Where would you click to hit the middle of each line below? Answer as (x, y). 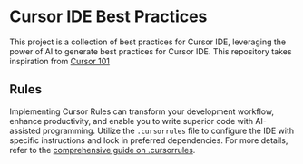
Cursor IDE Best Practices (108, 17)
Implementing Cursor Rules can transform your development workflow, (142, 111)
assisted (25, 130)
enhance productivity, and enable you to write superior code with (132, 121)
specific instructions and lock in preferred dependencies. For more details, (149, 140)
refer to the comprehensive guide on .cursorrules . (103, 150)
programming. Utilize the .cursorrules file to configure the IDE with (168, 130)
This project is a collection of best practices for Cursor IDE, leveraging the (148, 42)
